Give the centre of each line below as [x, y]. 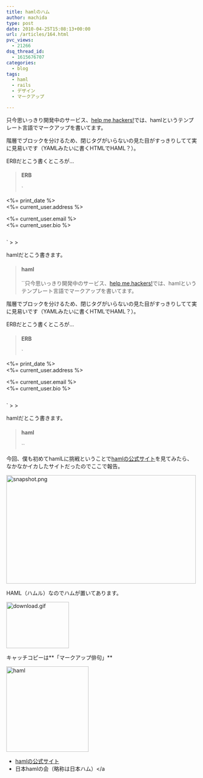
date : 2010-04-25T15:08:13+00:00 [48, 29]
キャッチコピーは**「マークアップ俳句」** [60, 657]
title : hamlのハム [28, 12]
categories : [21, 63]
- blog [20, 68]
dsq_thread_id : [25, 52]
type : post [20, 23]
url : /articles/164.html [38, 35]
